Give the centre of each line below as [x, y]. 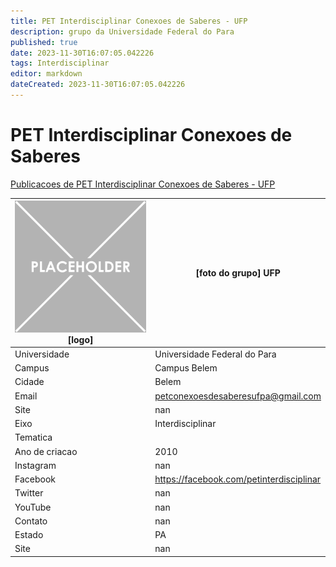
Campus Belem [186, 368]
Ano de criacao [46, 451]
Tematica [33, 437]
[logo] [80, 339]
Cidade [29, 382]
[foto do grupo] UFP [238, 272]
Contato [31, 521]
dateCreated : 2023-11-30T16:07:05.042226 [98, 85]
